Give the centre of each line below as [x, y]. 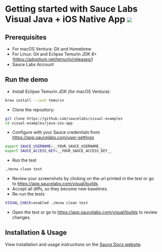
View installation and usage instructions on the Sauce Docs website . [73, 244]
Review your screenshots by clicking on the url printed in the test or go [83, 179]
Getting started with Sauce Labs [71, 9]
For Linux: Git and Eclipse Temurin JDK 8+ [54, 54]
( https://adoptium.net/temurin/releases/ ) [53, 59]
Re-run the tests [28, 194]
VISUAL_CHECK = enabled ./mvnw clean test [47, 203]
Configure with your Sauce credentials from [56, 132]
